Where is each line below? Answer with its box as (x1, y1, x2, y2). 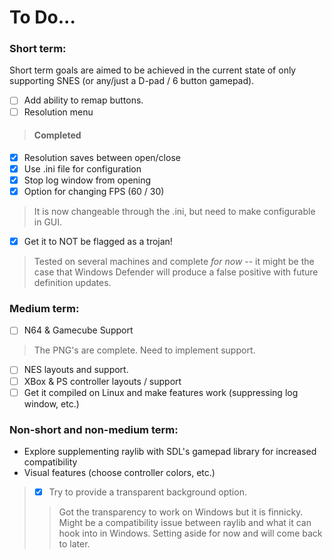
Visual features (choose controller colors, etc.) (23, 466, 216, 478)
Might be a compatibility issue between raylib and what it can (58, 517, 312, 529)
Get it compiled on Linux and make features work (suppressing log (23, 386, 299, 398)
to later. (58, 538, 91, 550)
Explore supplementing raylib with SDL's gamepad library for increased (23, 445, 317, 457)
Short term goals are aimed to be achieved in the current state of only (9, 64, 297, 76)
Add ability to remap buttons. (23, 94, 144, 106)
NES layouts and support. (23, 364, 129, 376)
